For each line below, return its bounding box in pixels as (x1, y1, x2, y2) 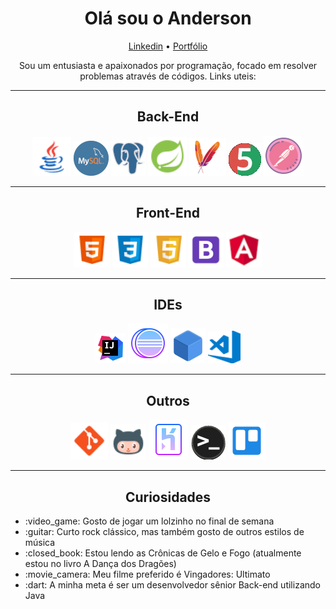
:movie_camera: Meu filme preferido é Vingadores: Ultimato (24, 568, 271, 580)
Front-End (135, 205, 201, 222)
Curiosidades (124, 488, 212, 506)
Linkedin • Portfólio (128, 40, 208, 52)
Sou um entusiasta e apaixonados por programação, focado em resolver (18, 59, 318, 71)
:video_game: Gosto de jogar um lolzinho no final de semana (24, 515, 275, 527)
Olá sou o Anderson (84, 7, 252, 30)
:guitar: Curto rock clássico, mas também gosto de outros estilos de (24, 526, 305, 537)
